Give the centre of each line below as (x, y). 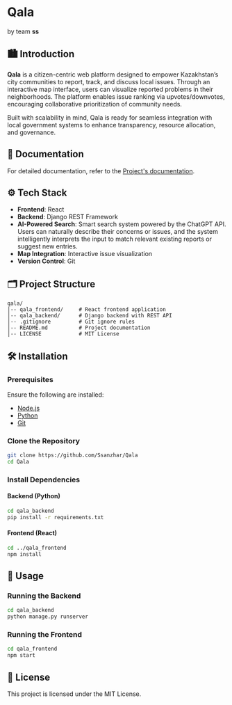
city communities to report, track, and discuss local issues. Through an (109, 81)
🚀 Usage (25, 576)
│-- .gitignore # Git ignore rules (71, 322)
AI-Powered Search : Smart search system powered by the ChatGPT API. (122, 224)
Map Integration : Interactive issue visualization (85, 254)
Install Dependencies (44, 480)
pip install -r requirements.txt (56, 517)
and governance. (32, 132)
